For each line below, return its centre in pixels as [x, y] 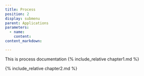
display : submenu [23, 18]
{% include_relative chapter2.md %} [41, 68]
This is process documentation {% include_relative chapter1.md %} [72, 59]
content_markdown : [24, 41]
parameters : [17, 28]
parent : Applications [27, 23]
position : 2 [17, 14]
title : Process [20, 9]
